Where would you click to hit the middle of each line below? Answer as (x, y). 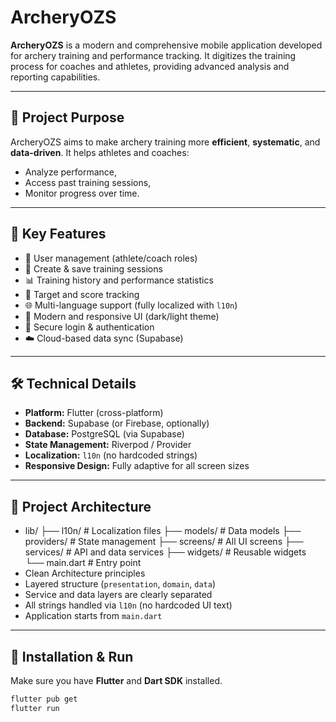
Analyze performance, (71, 172)
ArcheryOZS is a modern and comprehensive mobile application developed (166, 45)
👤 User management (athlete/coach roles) (111, 258)
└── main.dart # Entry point (83, 563)
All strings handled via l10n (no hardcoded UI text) (128, 605)
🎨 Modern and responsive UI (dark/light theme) (122, 316)
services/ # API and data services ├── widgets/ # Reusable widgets (165, 552)
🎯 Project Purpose (67, 117)
